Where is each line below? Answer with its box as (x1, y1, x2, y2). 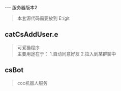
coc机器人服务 (17, 80, 48, 86)
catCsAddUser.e (5, 30, 58, 39)
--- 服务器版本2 (5, 5, 38, 10)
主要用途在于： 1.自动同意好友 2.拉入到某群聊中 (17, 50, 116, 57)
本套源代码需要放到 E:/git (17, 15, 70, 21)
